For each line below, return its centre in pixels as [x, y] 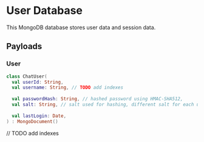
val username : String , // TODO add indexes [67, 88]
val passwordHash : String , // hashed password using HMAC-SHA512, [97, 99]
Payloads [24, 46]
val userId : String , [38, 82]
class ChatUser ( [27, 76]
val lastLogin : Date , [39, 116]
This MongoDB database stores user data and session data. [81, 27]
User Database [45, 11]
